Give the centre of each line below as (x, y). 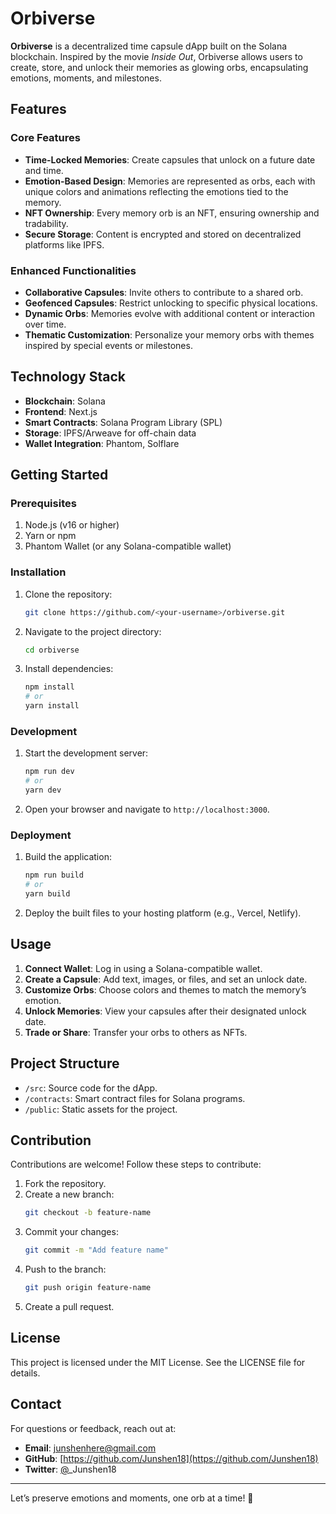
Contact (36, 1404)
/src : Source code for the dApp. (91, 1088)
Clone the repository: (68, 594)
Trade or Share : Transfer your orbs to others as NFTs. (136, 1032)
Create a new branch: (69, 1194)
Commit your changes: (71, 1232)
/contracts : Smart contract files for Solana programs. (135, 1098)
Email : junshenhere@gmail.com (90, 1448)
